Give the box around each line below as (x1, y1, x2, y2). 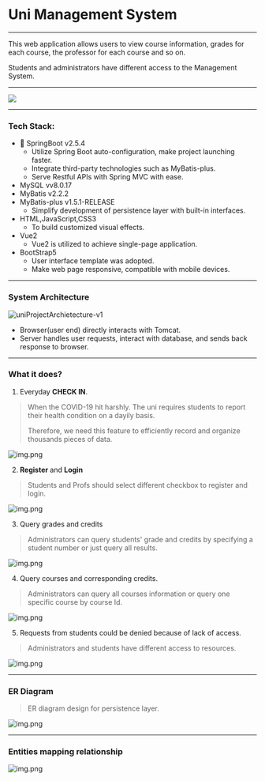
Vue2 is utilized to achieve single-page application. (31, 240, 198, 249)
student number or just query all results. (27, 543, 158, 553)
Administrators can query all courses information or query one (27, 589, 230, 598)
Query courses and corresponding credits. (19, 573, 159, 583)
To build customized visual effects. (31, 223, 145, 232)
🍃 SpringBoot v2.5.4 (19, 138, 85, 148)
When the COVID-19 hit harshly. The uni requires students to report (27, 402, 246, 412)
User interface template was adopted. (31, 256, 155, 266)
